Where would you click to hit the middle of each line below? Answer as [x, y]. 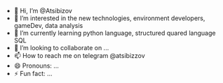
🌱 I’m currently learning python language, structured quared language [115, 33]
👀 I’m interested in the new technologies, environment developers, [109, 18]
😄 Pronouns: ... [36, 66]
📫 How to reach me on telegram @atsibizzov [79, 55]
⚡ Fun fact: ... [33, 74]
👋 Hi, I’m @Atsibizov [43, 11]
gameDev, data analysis [48, 25]
